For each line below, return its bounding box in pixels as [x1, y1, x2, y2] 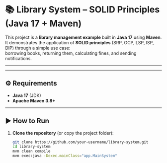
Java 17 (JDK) [12, 92, 41, 98]
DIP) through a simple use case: [5, 45, 71, 51]
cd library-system [12, 144, 51, 149]
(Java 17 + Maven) [5, 18, 82, 29]
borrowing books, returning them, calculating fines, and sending [5, 50, 137, 56]
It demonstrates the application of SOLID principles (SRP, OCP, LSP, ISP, [5, 39, 154, 45]
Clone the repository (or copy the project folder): [12, 130, 114, 136]
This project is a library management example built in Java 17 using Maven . [5, 34, 162, 40]
